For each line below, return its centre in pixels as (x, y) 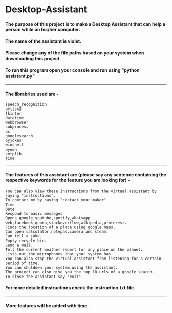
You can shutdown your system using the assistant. (61, 268)
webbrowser (17, 123)
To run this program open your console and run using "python (72, 70)
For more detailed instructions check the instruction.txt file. (70, 288)
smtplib (14, 154)
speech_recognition (26, 105)
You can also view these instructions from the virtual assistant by (81, 191)
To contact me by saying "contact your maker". (57, 200)
